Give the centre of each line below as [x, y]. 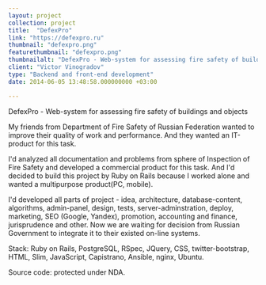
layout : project [35, 15]
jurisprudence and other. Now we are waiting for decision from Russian [124, 224]
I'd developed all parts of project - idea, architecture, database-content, [125, 199]
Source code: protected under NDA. [66, 272]
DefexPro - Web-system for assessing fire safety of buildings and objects [128, 111]
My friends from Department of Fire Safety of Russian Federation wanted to [131, 127]
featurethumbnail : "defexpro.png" [65, 52]
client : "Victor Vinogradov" [56, 67]
